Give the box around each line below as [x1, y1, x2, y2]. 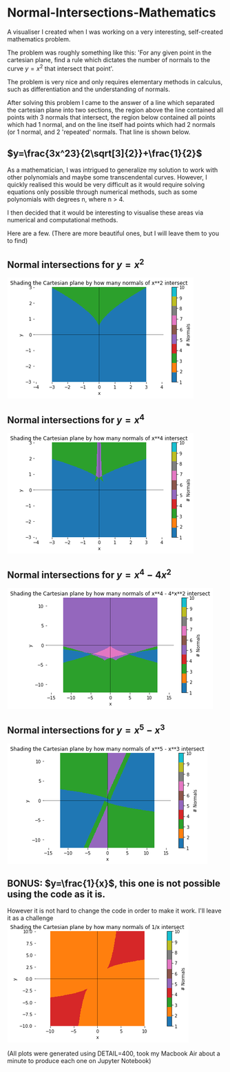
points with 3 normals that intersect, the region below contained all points [7, 113, 216, 121]
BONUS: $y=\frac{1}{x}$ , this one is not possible [7, 878, 220, 890]
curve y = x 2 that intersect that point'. [7, 63, 114, 72]
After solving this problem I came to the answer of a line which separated [7, 98, 215, 106]
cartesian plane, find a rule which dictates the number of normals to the [7, 55, 211, 64]
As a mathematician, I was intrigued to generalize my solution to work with [7, 166, 218, 174]
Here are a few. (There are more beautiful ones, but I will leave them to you [7, 229, 219, 237]
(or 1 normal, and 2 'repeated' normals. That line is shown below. [7, 128, 191, 136]
